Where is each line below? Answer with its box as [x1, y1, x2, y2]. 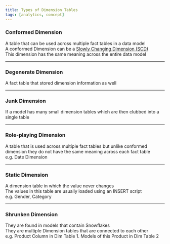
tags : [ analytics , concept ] [5, 12, 65, 17]
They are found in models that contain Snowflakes [5, 222, 110, 228]
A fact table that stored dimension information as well [5, 80, 117, 86]
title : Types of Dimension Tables [5, 7, 78, 13]
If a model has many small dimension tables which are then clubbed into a [5, 109, 159, 115]
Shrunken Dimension [5, 211, 58, 218]
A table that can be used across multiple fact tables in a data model [5, 40, 146, 46]
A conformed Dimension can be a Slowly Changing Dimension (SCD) [5, 46, 148, 52]
